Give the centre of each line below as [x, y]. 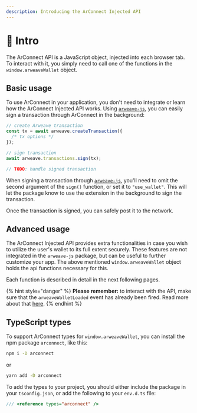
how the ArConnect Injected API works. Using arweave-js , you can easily [94, 109]
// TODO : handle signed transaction [51, 169]
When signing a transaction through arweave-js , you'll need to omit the [92, 180]
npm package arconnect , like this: [47, 343]
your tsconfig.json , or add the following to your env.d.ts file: [81, 393]
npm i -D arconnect [30, 354]
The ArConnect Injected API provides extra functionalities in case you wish [97, 243]
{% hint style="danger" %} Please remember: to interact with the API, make [99, 291]
